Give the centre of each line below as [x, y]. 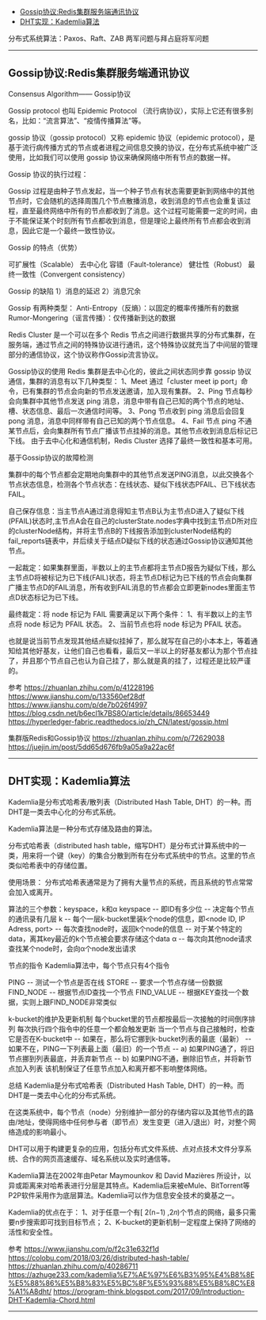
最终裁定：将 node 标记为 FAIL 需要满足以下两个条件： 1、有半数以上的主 [127, 614]
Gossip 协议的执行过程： [48, 174]
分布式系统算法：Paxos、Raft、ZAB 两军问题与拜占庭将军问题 [109, 38]
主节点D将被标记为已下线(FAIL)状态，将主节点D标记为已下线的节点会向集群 [130, 577]
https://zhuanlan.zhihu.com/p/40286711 [73, 1266]
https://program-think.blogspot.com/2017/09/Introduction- [149, 1291]
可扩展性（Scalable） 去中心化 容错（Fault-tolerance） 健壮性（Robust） [127, 264]
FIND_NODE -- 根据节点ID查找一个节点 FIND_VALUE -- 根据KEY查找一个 [125, 992]
